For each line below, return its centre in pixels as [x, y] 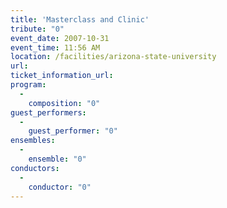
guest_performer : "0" [73, 131]
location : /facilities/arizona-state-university [113, 57]
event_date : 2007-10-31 [60, 38]
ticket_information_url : [62, 76]
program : [28, 85]
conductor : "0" [60, 187]
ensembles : [33, 141]
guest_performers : [48, 112]
